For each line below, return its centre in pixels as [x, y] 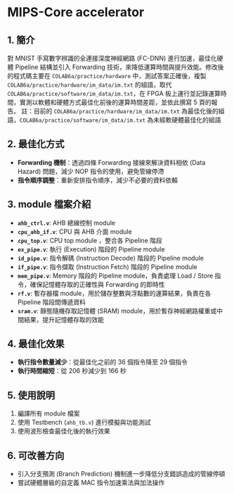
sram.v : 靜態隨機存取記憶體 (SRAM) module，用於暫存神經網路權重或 [117, 311]
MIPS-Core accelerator [76, 12]
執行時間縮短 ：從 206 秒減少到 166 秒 [72, 371]
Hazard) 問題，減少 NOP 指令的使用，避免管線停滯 [91, 171]
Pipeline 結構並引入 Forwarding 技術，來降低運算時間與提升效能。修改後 [119, 67]
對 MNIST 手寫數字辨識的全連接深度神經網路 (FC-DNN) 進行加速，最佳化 [112, 58]
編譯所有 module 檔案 [48, 413]
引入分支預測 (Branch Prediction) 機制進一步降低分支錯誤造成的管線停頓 [121, 474]
